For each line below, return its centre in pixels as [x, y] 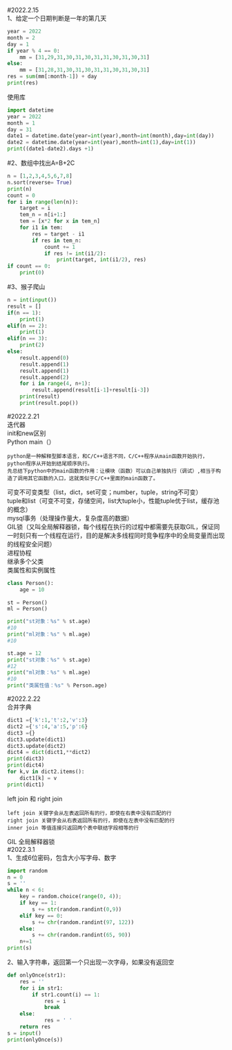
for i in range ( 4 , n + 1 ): [55, 384]
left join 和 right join [35, 798]
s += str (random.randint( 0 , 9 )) [77, 909]
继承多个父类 [25, 561]
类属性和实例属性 [31, 570]
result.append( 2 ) [45, 377]
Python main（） [31, 441]
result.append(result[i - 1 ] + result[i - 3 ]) [91, 390]
